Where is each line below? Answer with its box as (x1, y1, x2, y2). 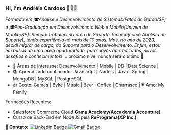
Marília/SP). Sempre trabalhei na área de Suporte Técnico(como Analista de (5, 32, 166, 38)
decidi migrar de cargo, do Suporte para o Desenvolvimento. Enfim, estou (5, 42, 161, 48)
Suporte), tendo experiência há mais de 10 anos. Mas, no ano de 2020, (5, 37, 156, 43)
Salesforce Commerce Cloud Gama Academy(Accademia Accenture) (12, 109, 161, 115)
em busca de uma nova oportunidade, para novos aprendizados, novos (5, 48, 157, 54)
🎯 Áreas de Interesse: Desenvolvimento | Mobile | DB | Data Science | (12, 63, 159, 69)
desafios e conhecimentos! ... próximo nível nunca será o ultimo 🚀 (5, 53, 144, 59)
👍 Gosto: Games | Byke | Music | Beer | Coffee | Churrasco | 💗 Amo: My (12, 82, 165, 88)
